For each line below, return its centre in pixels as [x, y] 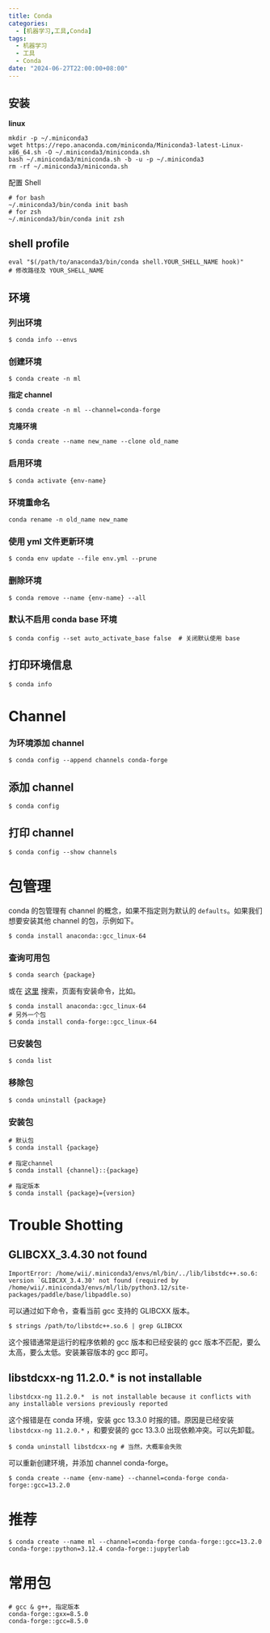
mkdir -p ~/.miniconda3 [49, 138]
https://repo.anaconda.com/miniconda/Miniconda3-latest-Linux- [135, 145]
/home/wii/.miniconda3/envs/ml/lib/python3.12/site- [99, 1287]
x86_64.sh [25, 152]
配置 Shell [25, 182]
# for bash [27, 198]
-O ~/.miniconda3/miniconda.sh [97, 152]
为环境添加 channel [46, 743]
